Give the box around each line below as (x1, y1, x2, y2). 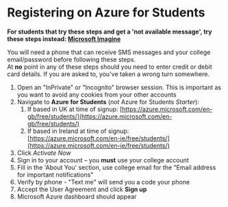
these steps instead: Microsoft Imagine (7, 34, 121, 42)
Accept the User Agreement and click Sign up (16, 185, 147, 193)
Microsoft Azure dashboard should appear (16, 192, 137, 200)
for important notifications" (16, 170, 94, 179)
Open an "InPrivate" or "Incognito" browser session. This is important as (16, 83, 221, 91)
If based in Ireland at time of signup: (27, 127, 129, 135)
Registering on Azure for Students (7, 5, 205, 21)
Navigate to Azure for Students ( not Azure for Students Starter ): (16, 97, 200, 106)
